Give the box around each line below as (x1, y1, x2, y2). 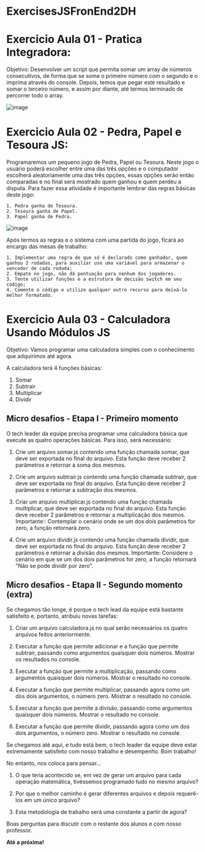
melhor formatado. (6, 293, 53, 299)
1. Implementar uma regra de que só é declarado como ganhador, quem (6, 255, 188, 261)
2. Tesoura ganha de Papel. (6, 209, 78, 215)
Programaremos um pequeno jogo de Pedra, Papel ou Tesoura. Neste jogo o (6, 158, 199, 166)
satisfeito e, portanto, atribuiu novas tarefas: (6, 612, 118, 620)
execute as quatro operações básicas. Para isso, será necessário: (6, 436, 173, 443)
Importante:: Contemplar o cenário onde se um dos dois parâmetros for (15, 517, 196, 525)
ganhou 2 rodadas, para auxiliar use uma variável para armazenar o (6, 260, 185, 266)
